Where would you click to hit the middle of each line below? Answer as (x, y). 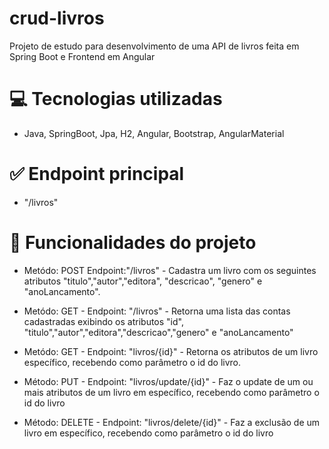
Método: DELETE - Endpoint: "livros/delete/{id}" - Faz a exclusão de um (172, 422)
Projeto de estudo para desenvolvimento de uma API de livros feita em (154, 46)
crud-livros (57, 18)
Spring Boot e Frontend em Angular (82, 56)
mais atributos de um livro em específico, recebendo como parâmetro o (171, 392)
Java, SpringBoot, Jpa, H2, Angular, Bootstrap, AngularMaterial (154, 133)
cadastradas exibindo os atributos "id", (103, 321)
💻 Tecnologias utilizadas (116, 99)
